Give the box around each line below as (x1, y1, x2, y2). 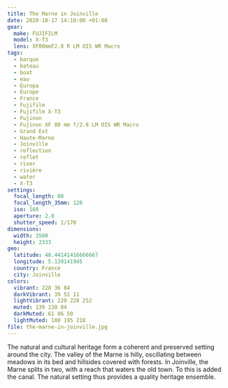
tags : (7, 50, 23, 57)
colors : (7, 278, 30, 285)
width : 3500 (13, 232, 49, 239)
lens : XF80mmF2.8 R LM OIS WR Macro (13, 43, 120, 50)
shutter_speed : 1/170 (13, 219, 77, 226)
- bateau (13, 62, 39, 69)
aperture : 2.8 (13, 213, 55, 220)
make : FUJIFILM (13, 29, 58, 37)
